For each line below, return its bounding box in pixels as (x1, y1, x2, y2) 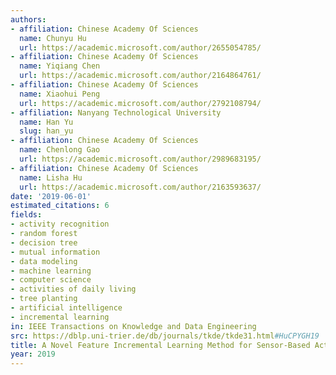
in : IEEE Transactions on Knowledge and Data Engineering (10, 321, 257, 331)
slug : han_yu (19, 126, 74, 136)
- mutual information (10, 247, 101, 257)
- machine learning (10, 266, 92, 276)
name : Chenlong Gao (19, 145, 101, 155)
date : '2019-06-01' (10, 191, 92, 201)
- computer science (10, 275, 92, 285)
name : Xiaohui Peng (19, 89, 101, 99)
